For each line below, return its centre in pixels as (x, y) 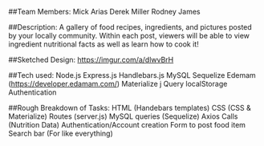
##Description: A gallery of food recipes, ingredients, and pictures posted (130, 27)
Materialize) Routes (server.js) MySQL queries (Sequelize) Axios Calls (123, 116)
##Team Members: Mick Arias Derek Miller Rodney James (104, 12)
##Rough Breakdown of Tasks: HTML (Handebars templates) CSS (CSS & (130, 108)
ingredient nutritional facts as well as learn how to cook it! (104, 44)
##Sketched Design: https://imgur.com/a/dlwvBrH (91, 60)
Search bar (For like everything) (61, 133)
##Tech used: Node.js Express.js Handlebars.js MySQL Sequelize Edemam (132, 75)
